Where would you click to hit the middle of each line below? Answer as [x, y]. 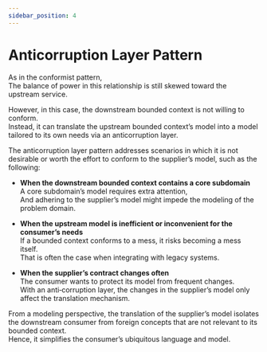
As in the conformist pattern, [55, 77]
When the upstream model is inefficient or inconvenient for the [126, 223]
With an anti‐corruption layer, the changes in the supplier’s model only [135, 289]
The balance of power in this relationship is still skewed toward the [118, 85]
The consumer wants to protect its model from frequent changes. [127, 281]
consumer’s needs [51, 232]
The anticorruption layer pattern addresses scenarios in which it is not [124, 150]
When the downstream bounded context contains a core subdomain [135, 182]
